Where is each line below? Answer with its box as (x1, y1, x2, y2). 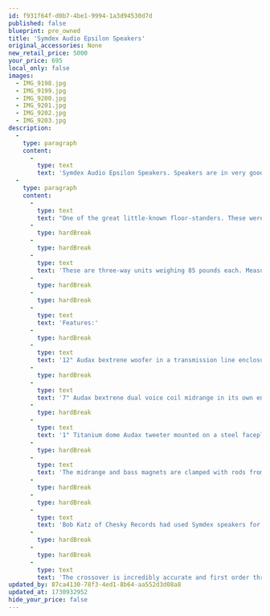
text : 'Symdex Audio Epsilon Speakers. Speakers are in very (37, 169, 247, 177)
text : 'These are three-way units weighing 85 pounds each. (37, 267, 243, 275)
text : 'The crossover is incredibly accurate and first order (37, 573, 250, 581)
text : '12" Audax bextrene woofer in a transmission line (37, 356, 235, 365)
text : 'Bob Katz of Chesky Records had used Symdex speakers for (37, 521, 261, 529)
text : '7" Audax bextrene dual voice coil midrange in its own (37, 394, 253, 402)
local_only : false (8, 64, 70, 72)
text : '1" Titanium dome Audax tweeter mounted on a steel (37, 431, 239, 439)
